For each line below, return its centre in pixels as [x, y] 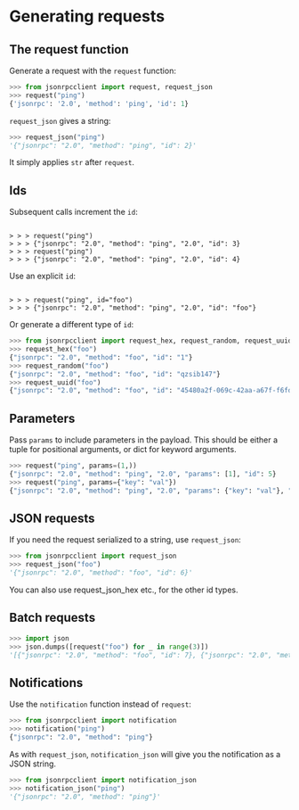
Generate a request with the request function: [93, 70]
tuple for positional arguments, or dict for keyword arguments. [123, 450]
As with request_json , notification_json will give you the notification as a [145, 754]
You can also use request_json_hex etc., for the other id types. [124, 590]
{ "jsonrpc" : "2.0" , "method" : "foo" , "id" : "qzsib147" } [115, 374]
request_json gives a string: [60, 120]
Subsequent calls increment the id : [73, 212]
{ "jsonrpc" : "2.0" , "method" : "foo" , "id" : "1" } [101, 357]
